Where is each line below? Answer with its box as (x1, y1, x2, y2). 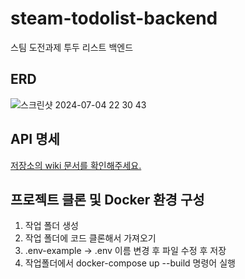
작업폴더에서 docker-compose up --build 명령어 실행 (24, 257, 236, 269)
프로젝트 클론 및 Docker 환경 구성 (10, 191, 205, 208)
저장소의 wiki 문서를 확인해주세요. (10, 159, 142, 171)
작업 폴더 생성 (24, 220, 79, 232)
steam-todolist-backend (10, 7, 218, 30)
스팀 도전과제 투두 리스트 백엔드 (10, 41, 134, 53)
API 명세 (10, 131, 60, 148)
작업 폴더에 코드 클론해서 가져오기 (24, 232, 157, 244)
